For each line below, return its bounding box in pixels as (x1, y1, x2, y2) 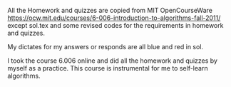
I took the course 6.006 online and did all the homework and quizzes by (7, 56, 217, 65)
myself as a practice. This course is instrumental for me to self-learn (7, 64, 208, 72)
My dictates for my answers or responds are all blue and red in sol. (7, 43, 204, 51)
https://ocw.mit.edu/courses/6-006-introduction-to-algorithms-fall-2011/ (7, 14, 221, 22)
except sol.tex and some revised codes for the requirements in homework (7, 21, 224, 29)
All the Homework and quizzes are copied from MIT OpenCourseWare (7, 6, 212, 14)
